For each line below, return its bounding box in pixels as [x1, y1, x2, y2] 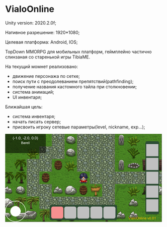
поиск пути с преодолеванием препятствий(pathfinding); [12, 78, 134, 84]
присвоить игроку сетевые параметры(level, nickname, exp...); [12, 124, 145, 130]
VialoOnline [5, 3, 55, 15]
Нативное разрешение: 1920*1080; [5, 29, 80, 35]
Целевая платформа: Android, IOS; [5, 39, 78, 45]
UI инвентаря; [12, 94, 42, 100]
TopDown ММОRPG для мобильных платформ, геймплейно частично [5, 49, 152, 55]
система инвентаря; [12, 113, 56, 119]
